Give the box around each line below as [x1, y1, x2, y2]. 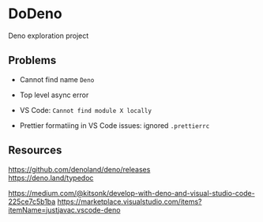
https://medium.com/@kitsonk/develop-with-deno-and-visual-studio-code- [8, 188, 255, 198]
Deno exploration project [8, 31, 89, 40]
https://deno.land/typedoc [8, 173, 94, 182]
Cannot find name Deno [19, 74, 95, 84]
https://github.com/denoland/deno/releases [8, 164, 151, 174]
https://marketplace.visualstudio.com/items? [57, 197, 202, 206]
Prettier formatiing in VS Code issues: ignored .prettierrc [19, 120, 210, 130]
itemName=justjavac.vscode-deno [8, 205, 121, 214]
